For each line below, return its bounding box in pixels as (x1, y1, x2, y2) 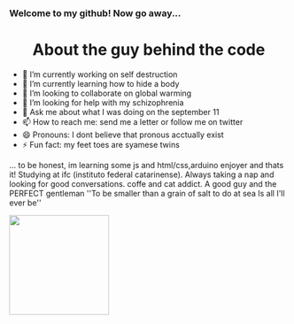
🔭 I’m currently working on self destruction (21, 69, 178, 80)
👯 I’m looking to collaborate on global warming (21, 88, 192, 98)
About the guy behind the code (32, 40, 266, 60)
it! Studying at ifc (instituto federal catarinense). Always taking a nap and (9, 169, 275, 180)
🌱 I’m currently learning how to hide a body (21, 78, 180, 89)
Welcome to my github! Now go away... (9, 7, 182, 19)
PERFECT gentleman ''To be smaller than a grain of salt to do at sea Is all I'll (9, 188, 285, 198)
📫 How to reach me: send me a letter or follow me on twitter (21, 116, 244, 127)
